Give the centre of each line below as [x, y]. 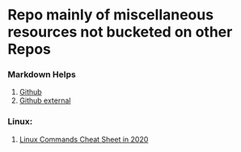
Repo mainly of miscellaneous [111, 15]
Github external [45, 101]
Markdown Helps [42, 74]
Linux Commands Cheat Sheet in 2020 [84, 139]
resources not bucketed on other [120, 32]
